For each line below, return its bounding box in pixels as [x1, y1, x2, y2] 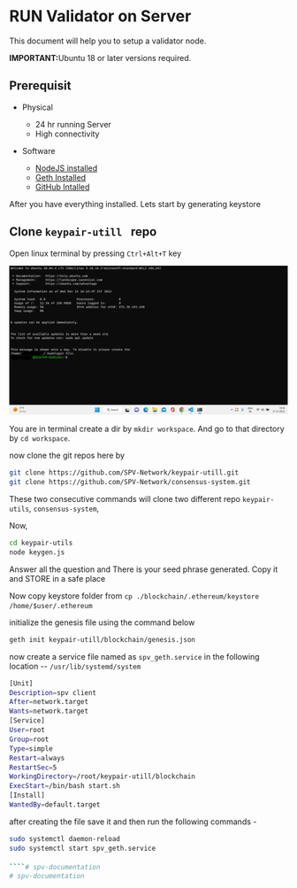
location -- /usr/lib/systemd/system [9, 660, 141, 671]
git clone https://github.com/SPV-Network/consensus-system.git [9, 478, 251, 487]
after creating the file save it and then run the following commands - [9, 816, 257, 827]
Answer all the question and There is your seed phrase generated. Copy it [9, 564, 278, 575]
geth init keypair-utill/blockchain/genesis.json [9, 635, 196, 644]
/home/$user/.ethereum [9, 601, 93, 610]
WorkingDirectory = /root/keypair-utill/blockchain [9, 772, 196, 781]
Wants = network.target [9, 707, 89, 716]
